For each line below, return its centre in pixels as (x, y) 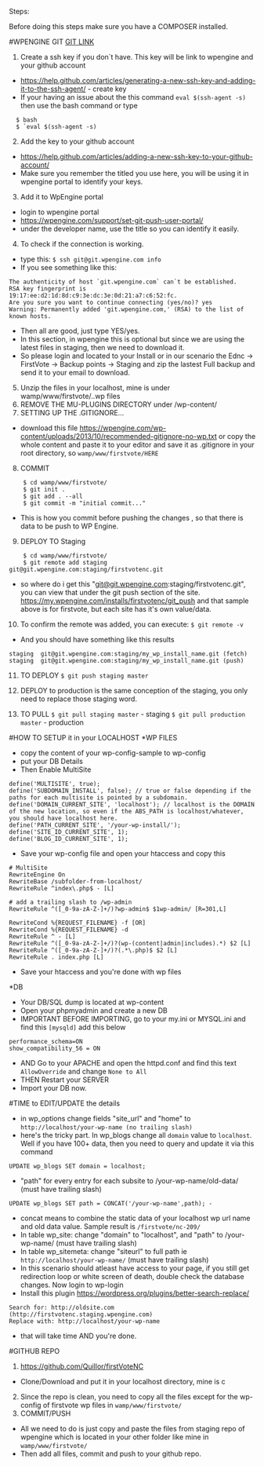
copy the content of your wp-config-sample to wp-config (113, 753)
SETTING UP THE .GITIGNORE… (72, 413)
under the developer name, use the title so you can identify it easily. (130, 228)
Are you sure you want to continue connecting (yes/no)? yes (111, 302)
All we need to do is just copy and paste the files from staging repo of (132, 1429)
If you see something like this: (68, 267)
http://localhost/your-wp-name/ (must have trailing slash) (114, 1260)
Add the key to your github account (77, 141)
